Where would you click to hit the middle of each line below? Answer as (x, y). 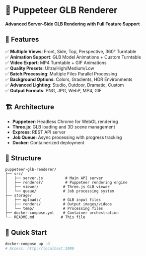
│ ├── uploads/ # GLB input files (53, 200)
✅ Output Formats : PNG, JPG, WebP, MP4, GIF (53, 90)
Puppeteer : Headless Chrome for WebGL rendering (65, 122)
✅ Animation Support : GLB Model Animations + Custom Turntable (73, 57)
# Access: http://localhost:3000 (40, 249)
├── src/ (14, 174)
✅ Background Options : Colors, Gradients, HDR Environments (69, 79)
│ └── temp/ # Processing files (54, 209)
